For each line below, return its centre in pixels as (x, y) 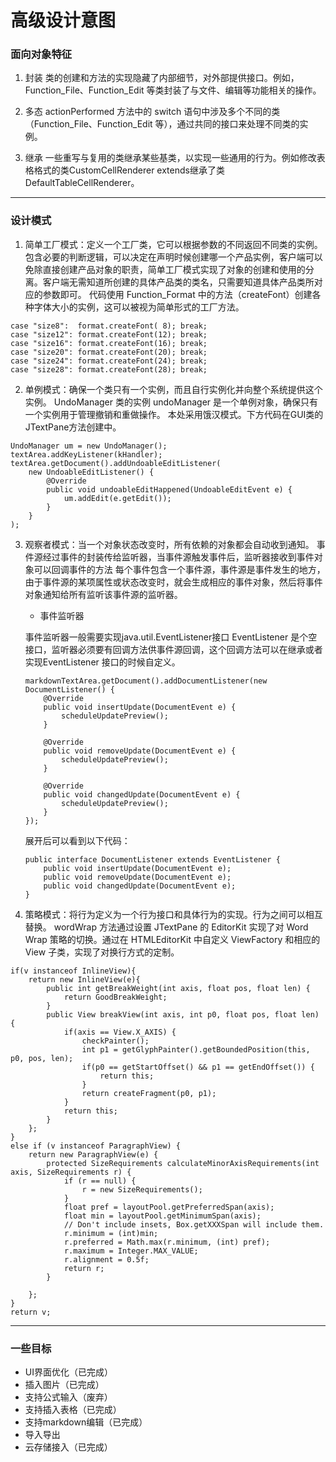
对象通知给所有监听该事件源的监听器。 (103, 594)
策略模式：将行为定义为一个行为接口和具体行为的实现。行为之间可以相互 (173, 914)
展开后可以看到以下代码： (77, 840)
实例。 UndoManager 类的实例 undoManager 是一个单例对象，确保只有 (171, 402)
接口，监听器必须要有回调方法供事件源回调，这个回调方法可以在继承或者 (173, 649)
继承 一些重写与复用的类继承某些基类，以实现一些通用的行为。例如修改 (170, 158)
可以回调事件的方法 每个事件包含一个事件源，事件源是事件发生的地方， (179, 569)
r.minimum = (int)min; (111, 1233)
